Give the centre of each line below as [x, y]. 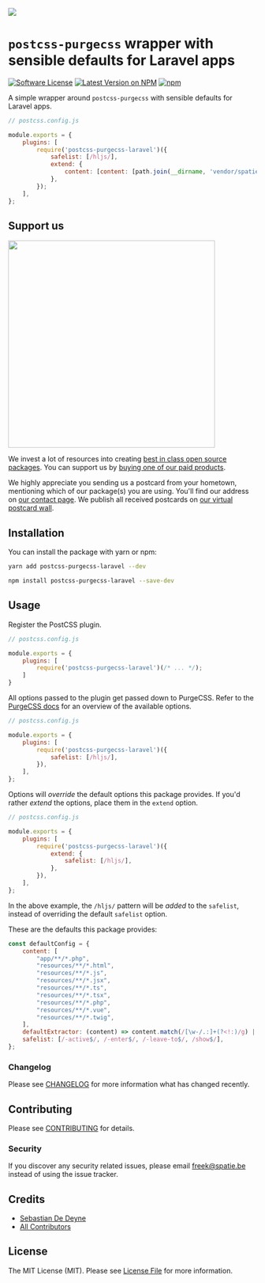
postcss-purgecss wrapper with [111, 44]
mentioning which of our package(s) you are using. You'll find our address [129, 492]
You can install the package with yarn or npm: [83, 552]
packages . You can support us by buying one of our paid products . [117, 468]
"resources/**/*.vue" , [74, 1010]
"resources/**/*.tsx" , [74, 995]
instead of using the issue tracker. [63, 1175]
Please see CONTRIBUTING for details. [72, 1128]
